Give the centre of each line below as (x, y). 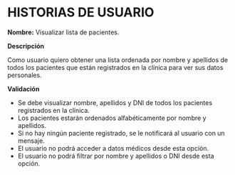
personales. (25, 75)
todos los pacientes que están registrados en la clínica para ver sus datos (115, 67)
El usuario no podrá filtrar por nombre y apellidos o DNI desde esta (116, 156)
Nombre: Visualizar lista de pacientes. (63, 32)
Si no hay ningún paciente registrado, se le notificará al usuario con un (121, 133)
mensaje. (31, 141)
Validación (23, 89)
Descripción (26, 46)
